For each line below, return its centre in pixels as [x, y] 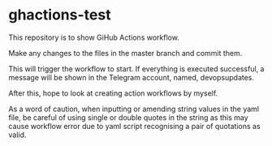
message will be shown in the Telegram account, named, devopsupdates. [131, 77]
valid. [17, 135]
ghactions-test [60, 15]
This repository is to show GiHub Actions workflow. [94, 37]
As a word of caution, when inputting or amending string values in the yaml [134, 109]
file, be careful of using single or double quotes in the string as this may [129, 117]
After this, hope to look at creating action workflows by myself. [113, 93]
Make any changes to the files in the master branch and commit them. [125, 53]
